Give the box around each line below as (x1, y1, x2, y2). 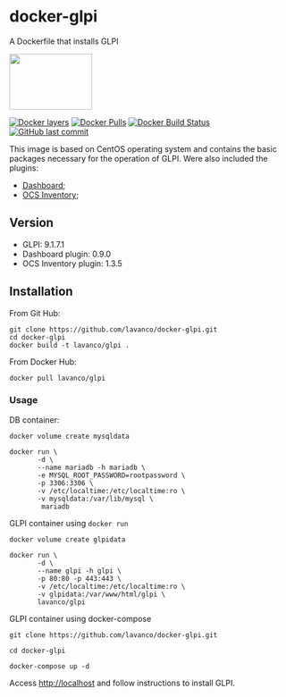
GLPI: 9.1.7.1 (21, 239, 65, 249)
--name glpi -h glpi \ (37, 566, 122, 575)
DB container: (9, 414, 60, 425)
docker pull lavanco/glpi (9, 374, 105, 382)
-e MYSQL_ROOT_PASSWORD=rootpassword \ (37, 471, 186, 480)
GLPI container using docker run (9, 517, 129, 528)
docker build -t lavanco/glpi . (9, 340, 130, 349)
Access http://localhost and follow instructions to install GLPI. (9, 677, 235, 688)
